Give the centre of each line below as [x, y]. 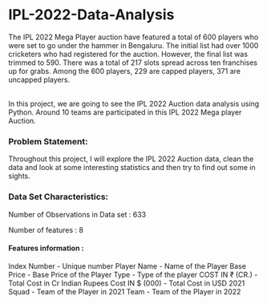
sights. [19, 176]
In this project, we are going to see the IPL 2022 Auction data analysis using [134, 103]
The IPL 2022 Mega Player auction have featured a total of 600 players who [133, 37]
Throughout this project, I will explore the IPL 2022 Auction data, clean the [131, 159]
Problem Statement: [48, 141]
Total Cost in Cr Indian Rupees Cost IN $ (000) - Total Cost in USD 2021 [127, 283]
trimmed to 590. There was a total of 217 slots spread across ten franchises [133, 63]
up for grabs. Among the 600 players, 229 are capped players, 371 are [124, 71]
